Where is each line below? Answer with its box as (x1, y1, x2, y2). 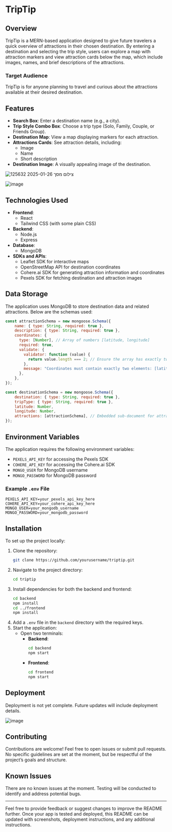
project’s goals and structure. (5, 757, 67, 763)
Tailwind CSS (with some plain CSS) (20, 220, 96, 226)
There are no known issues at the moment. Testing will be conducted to (5, 785, 157, 792)
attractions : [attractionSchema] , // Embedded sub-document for (14, 413, 155, 419)
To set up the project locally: (5, 538, 66, 544)
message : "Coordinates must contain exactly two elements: (24, 366, 153, 371)
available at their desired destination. (5, 89, 83, 95)
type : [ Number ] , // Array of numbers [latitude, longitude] (18, 338, 150, 343)
